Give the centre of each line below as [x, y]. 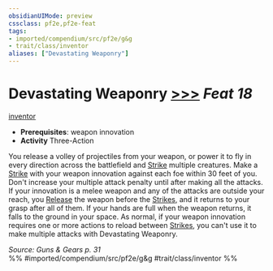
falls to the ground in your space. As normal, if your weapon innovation [127, 217]
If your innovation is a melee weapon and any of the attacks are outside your [136, 191]
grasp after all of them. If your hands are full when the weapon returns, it [130, 208]
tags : [17, 31]
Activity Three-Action [57, 140]
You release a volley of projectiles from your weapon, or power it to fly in [130, 156]
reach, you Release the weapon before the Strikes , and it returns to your [129, 199]
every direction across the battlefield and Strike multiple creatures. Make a [133, 165]
